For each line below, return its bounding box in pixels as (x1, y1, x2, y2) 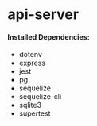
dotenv (18, 50, 43, 59)
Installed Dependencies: (7, 32, 90, 41)
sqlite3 (18, 101, 41, 110)
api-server (7, 6, 80, 24)
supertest (18, 109, 51, 118)
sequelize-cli (18, 92, 62, 101)
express (18, 58, 45, 68)
